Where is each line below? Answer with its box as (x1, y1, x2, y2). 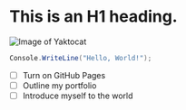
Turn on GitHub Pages (22, 69, 106, 80)
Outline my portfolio (22, 79, 97, 91)
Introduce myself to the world (22, 90, 133, 101)
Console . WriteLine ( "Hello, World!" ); (9, 53, 152, 62)
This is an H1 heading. (9, 6, 179, 27)
